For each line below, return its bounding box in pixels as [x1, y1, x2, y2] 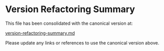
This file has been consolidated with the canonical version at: [5, 20, 133, 26]
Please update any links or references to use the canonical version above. [5, 39, 159, 46]
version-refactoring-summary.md [5, 30, 75, 36]
